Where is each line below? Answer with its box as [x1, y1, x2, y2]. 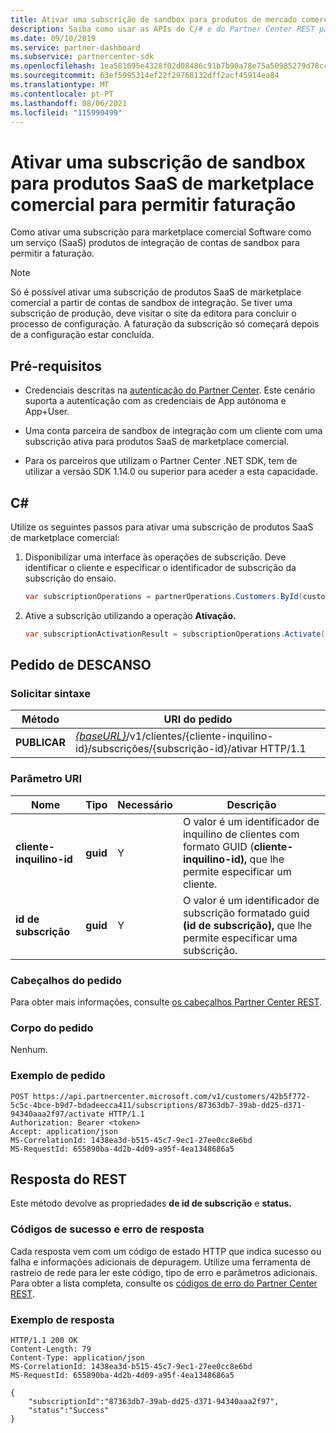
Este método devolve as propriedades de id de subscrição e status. [10, 1197, 292, 1210]
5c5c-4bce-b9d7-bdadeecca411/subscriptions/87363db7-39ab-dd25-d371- [10, 1100, 307, 1110]
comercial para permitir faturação [10, 193, 297, 216]
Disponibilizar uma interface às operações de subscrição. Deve [24, 551, 287, 563]
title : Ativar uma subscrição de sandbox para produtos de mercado [10, 14, 298, 25]
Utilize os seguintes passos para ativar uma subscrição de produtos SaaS [10, 521, 314, 533]
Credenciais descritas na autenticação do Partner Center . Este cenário [24, 384, 316, 396]
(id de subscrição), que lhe [182, 918, 313, 932]
